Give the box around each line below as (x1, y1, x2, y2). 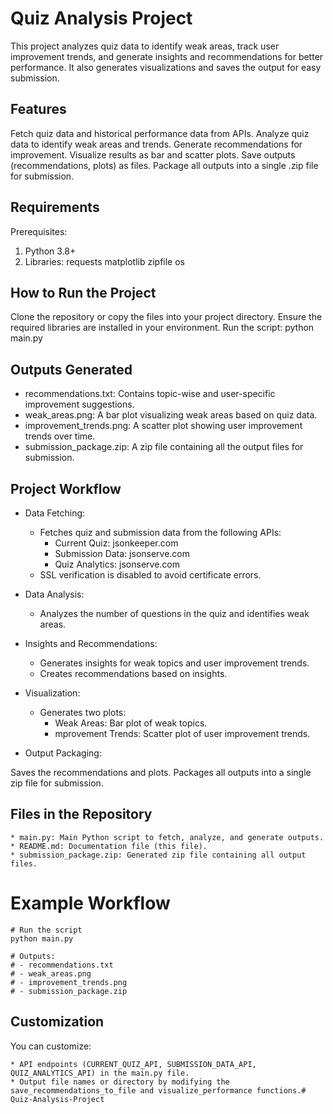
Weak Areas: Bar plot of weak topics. (54, 717, 208, 729)
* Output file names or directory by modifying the (10, 1077, 230, 1087)
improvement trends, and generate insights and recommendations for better (10, 50, 324, 62)
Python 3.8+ (24, 245, 77, 257)
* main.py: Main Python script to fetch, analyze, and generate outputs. (10, 832, 325, 842)
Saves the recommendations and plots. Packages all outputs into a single (10, 767, 312, 778)
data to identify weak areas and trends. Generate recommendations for (10, 138, 303, 150)
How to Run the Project (10, 284, 157, 301)
